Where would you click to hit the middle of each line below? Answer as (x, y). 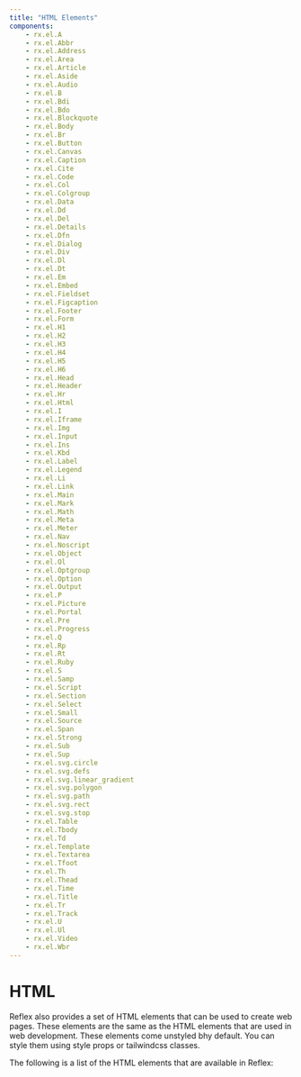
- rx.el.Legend (54, 470)
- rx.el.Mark (50, 503)
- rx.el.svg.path (58, 796)
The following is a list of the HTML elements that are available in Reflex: (142, 1063)
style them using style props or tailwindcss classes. (105, 1045)
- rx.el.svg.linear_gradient (80, 780)
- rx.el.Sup (48, 754)
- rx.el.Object (54, 553)
